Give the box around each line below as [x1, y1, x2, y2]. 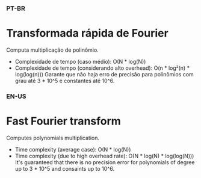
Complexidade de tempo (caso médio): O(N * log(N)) [14, 58, 146, 65]
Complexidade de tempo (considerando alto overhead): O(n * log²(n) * [14, 64, 190, 72]
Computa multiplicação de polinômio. [6, 46, 99, 54]
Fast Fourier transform [6, 114, 122, 127]
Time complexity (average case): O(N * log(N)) [14, 146, 131, 153]
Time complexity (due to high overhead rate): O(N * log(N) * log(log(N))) [14, 152, 194, 159]
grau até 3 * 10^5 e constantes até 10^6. [14, 77, 115, 84]
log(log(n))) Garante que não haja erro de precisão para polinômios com [14, 70, 194, 78]
